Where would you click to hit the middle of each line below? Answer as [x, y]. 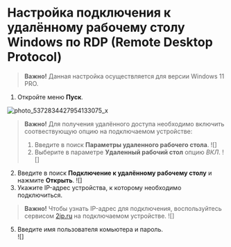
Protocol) [35, 57]
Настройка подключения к [89, 13]
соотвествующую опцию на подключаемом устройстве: [108, 131]
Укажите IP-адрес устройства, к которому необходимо [99, 187]
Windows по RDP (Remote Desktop [110, 42]
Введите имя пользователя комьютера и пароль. [90, 229]
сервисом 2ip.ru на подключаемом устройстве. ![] [99, 216]
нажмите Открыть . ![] [50, 180]
